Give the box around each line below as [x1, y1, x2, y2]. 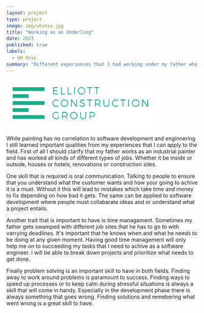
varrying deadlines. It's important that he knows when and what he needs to [6, 229, 198, 237]
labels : [6, 49, 26, 55]
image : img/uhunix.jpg [6, 23, 64, 29]
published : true [6, 42, 47, 48]
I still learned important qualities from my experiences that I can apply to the [6, 141, 197, 149]
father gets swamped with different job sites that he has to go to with [6, 223, 180, 230]
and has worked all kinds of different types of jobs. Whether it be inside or [6, 154, 192, 161]
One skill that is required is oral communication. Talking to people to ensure [6, 172, 195, 180]
